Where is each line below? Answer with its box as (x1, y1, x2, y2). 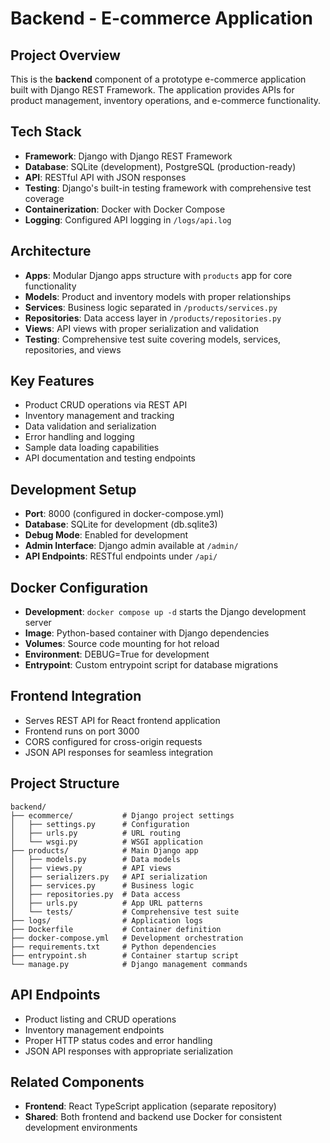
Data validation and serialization (24, 420, 157, 432)
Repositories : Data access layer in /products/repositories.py (24, 312, 282, 324)
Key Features (10, 373, 95, 390)
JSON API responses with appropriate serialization (24, 1045, 234, 1057)
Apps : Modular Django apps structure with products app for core (24, 269, 293, 281)
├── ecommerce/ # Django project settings (10, 810, 235, 821)
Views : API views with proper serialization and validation (24, 322, 260, 334)
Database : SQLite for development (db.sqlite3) (24, 518, 218, 531)
